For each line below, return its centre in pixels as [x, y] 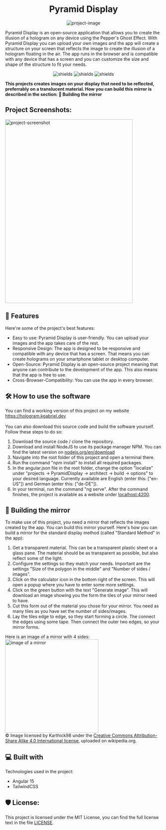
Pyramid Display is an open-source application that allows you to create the [83, 32]
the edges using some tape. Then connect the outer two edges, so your [86, 622]
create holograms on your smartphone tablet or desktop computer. [81, 359]
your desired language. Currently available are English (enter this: [79, 479]
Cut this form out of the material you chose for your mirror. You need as [85, 606]
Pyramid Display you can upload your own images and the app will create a [82, 43]
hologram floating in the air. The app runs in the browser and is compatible [82, 54]
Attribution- [146, 735]
